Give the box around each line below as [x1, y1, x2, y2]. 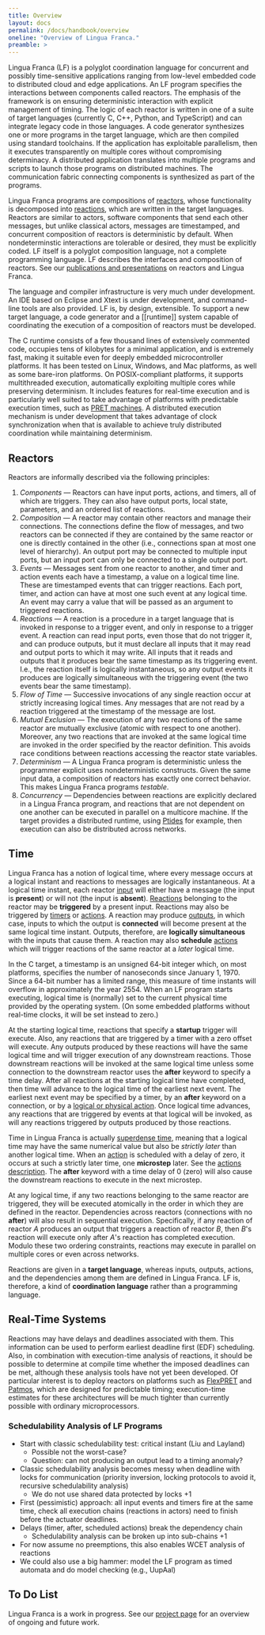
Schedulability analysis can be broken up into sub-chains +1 [31, 1531, 228, 1541]
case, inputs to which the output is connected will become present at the [8, 918, 247, 928]
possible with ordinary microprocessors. [8, 1401, 140, 1410]
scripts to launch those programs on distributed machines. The [8, 164, 214, 173]
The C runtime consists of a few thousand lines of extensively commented [8, 336, 251, 345]
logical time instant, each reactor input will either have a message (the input [8, 884, 256, 895]
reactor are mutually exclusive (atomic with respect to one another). [19, 723, 241, 732]
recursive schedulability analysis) [19, 1481, 129, 1490]
